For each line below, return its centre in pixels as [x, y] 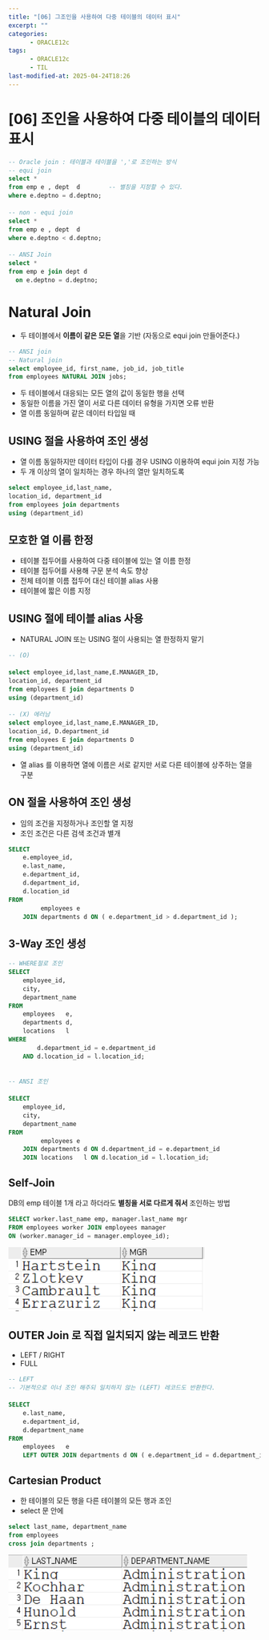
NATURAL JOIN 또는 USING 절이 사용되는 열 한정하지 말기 [112, 640]
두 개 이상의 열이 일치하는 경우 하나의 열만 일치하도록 [102, 471]
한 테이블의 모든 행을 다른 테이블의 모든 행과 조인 [96, 1500]
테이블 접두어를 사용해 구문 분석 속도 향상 [84, 571]
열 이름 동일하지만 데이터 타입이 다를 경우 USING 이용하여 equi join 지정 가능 [140, 462]
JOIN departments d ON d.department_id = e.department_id [121, 1149]
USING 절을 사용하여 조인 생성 [78, 441]
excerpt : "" [28, 25]
